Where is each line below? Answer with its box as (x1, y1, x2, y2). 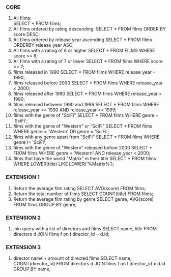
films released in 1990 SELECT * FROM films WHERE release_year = (13, 69, 156, 75)
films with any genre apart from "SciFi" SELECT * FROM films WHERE (13, 134, 160, 140)
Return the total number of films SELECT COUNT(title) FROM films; (13, 191, 154, 197)
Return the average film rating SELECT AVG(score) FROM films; (13, 185, 147, 191)
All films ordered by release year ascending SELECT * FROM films (13, 37, 152, 43)
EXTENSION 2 (6, 214, 41, 221)
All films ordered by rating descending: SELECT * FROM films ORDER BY (13, 26, 166, 32)
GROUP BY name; (13, 266, 51, 272)
